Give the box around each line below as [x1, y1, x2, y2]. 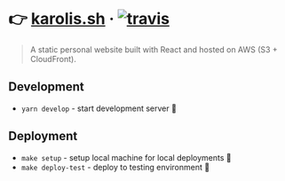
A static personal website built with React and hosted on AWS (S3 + [29, 43, 279, 55]
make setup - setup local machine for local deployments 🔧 [20, 152, 232, 162]
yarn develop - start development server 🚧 [20, 103, 177, 114]
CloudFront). [29, 53, 76, 64]
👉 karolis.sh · [8, 9, 115, 29]
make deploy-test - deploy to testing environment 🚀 [20, 161, 210, 172]
